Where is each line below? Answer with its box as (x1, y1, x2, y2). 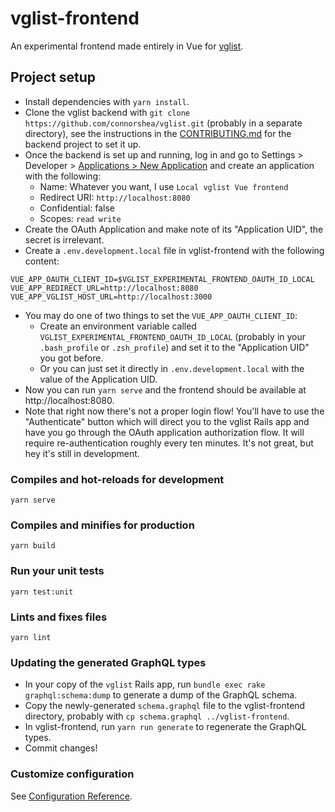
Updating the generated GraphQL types (10, 655, 207, 669)
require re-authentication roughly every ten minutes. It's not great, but (24, 437, 314, 449)
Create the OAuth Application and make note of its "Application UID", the (24, 223, 324, 235)
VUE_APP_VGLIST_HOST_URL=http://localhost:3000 (10, 292, 213, 302)
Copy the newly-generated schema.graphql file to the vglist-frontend (24, 700, 306, 712)
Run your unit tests (10, 564, 105, 578)
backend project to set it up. (24, 138, 142, 150)
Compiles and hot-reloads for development (10, 472, 225, 486)
